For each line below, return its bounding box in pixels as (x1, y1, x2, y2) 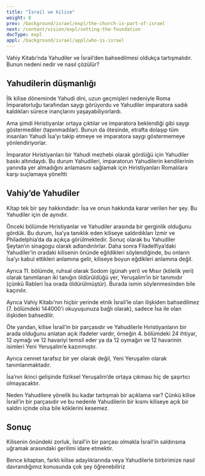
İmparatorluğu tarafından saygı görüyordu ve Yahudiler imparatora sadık (6, 101, 188, 108)
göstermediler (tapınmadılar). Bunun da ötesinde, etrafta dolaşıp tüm (6, 126, 179, 133)
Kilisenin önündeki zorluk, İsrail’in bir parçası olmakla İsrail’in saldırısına (6, 438, 186, 445)
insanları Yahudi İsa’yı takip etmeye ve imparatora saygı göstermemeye (6, 132, 185, 139)
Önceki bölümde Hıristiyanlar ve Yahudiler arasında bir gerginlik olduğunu (6, 223, 192, 230)
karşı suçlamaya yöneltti (6, 170, 67, 177)
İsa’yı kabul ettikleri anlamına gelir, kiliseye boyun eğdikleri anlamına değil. (6, 255, 193, 262)
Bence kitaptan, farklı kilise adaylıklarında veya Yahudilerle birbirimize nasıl (6, 456, 195, 464)
